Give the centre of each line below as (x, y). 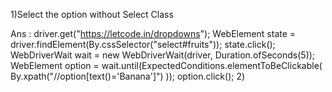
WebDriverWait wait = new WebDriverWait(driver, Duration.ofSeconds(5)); (163, 55)
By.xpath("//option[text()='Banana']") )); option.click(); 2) (128, 76)
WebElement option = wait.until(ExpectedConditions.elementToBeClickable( (166, 65)
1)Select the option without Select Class (92, 14)
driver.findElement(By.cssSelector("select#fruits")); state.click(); (143, 44)
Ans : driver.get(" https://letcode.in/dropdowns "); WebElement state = (153, 33)
